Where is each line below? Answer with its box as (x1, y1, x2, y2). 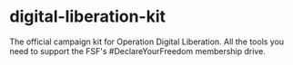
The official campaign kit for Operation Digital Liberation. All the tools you (9, 36, 285, 47)
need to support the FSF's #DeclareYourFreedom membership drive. (9, 45, 266, 56)
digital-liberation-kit (9, 6, 167, 27)
